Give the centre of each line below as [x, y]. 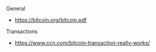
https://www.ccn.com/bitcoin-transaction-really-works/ [82, 43]
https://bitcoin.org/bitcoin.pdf [51, 20]
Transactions [22, 31]
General [16, 9]
